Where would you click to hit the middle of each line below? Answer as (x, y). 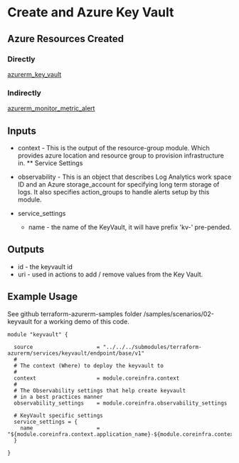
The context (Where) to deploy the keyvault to (92, 365)
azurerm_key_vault (34, 74)
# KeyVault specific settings (58, 415)
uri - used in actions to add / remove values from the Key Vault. (110, 274)
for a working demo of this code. (81, 321)
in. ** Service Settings (50, 163)
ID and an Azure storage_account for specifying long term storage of (118, 184)
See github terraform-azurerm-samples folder (75, 313)
